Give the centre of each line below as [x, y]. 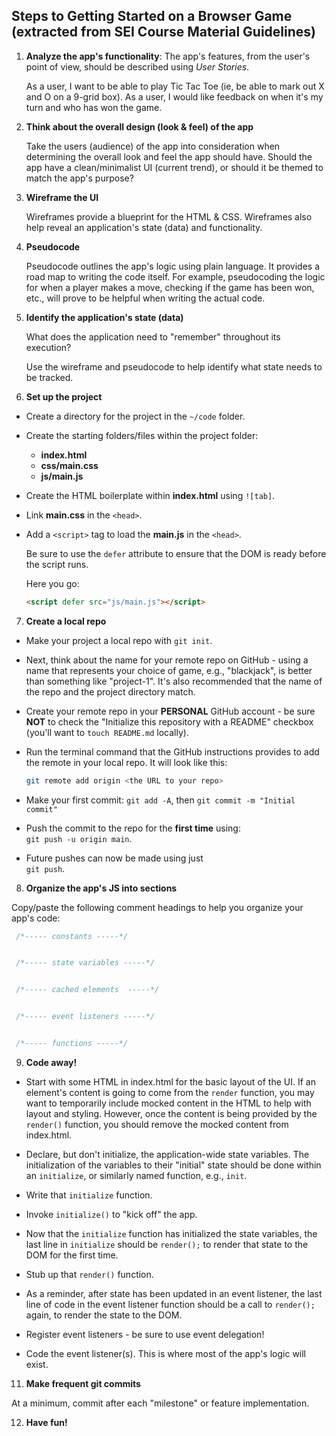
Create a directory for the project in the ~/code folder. [135, 416]
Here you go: [52, 583]
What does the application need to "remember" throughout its [153, 336]
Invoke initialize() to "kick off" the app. [111, 1214]
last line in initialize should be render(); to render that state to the [167, 1244]
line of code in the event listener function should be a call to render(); [170, 1304]
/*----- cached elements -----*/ [87, 990]
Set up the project [64, 396]
